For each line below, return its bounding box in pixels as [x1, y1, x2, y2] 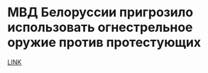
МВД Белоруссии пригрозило [7, 4, 194, 21]
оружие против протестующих [7, 35, 201, 50]
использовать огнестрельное [7, 19, 193, 35]
